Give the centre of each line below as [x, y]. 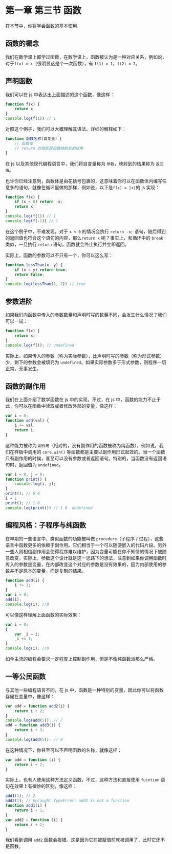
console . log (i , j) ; [35, 484]
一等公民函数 [26, 677]
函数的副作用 [26, 386]
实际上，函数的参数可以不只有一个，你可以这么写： [59, 255]
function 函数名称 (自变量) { [34, 139]
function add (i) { [25, 580]
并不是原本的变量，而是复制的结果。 [48, 571]
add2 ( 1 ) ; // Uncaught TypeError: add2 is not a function [67, 801]
